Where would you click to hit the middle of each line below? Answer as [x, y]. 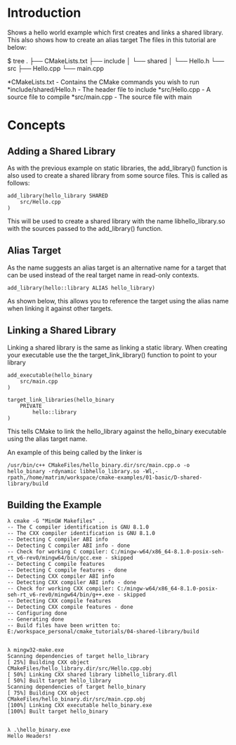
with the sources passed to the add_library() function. [85, 228]
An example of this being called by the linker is [75, 452]
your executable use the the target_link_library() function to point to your [112, 355]
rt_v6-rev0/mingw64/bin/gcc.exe [54, 558]
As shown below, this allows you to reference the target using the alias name [118, 301]
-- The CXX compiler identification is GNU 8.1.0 [81, 534]
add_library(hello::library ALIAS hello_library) [81, 288]
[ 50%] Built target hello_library [59, 681]
